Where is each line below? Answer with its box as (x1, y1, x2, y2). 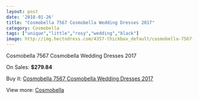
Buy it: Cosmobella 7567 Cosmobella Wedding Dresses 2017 (6, 75, 153, 82)
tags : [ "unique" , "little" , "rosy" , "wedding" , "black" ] (6, 31, 139, 37)
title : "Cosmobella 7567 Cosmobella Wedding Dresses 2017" (6, 19, 155, 25)
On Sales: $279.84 (6, 64, 53, 71)
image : (6, 36, 23, 42)
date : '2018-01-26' (6, 14, 54, 20)
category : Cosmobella (6, 25, 60, 31)
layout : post (6, 8, 38, 15)
